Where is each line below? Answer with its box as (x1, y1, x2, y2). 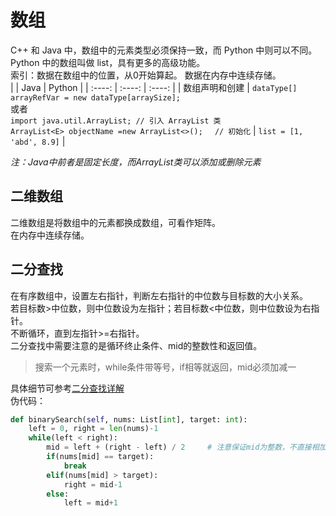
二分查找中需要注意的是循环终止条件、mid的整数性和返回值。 (10, 339, 263, 351)
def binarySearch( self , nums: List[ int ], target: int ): (10, 414, 248, 425)
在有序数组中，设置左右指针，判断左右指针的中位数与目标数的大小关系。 (10, 289, 308, 301)
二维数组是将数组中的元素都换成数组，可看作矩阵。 (10, 216, 221, 228)
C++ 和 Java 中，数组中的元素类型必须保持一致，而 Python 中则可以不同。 (10, 44, 318, 56)
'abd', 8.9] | (10, 135, 66, 147)
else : (46, 489, 70, 499)
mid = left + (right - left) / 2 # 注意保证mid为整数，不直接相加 (46, 442, 327, 453)
